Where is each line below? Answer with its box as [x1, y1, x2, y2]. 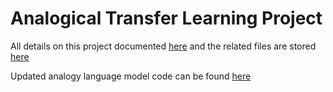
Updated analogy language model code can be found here [10, 70, 252, 82]
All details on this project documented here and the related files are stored [10, 40, 317, 52]
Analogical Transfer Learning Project [10, 7, 323, 30]
